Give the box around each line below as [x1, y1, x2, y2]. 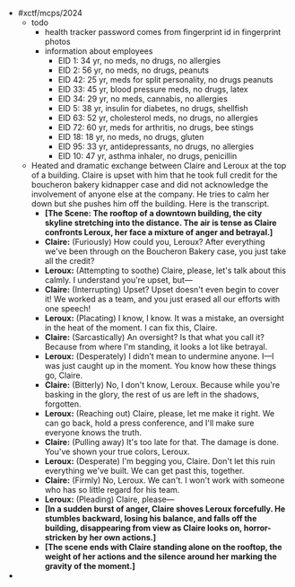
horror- [243, 522, 272, 533]
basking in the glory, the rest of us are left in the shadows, [44, 390, 260, 399]
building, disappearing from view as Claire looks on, [44, 522, 242, 533]
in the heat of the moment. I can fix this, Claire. [44, 322, 218, 333]
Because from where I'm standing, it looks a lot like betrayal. [44, 341, 268, 352]
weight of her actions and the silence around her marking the [44, 551, 277, 562]
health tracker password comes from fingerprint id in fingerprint [44, 27, 282, 37]
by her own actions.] [77, 532, 157, 542]
